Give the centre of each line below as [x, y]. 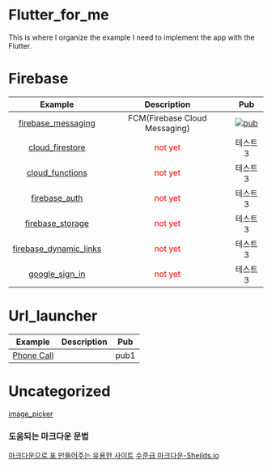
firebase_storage [57, 223]
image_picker [31, 414]
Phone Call [33, 355]
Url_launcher [53, 316]
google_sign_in [57, 274]
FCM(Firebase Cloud [168, 117]
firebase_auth [57, 198]
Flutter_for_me [59, 15]
